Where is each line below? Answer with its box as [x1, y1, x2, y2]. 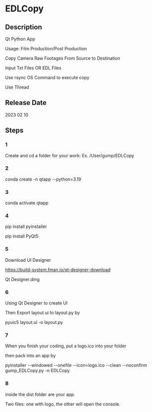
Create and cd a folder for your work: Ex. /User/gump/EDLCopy [5, 152, 135, 158]
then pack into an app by [5, 353, 56, 359]
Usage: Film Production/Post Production [5, 46, 87, 51]
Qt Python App [5, 36, 36, 42]
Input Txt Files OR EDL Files [5, 65, 62, 71]
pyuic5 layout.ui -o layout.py [5, 319, 63, 325]
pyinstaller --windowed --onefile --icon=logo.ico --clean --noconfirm [5, 362, 148, 368]
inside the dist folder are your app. [5, 391, 75, 397]
